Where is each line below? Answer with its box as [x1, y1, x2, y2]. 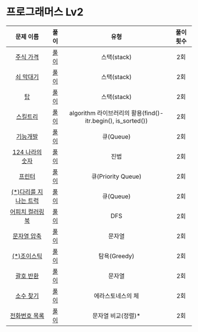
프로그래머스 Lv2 [6, 5, 84, 19]
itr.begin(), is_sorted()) [85, 116, 148, 124]
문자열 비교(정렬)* [92, 311, 141, 320]
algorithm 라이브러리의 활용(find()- [69, 109, 164, 117]
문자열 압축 [12, 232, 42, 240]
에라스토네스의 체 [94, 291, 140, 300]
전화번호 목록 [9, 311, 45, 320]
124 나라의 [12, 148, 42, 156]
